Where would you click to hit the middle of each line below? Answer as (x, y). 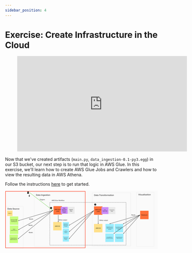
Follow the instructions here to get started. (47, 184)
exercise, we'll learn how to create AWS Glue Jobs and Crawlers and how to (81, 169)
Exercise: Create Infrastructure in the (81, 35)
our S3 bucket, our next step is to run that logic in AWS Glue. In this (72, 164)
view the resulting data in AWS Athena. (44, 174)
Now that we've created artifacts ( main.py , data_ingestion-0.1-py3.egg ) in (79, 159)
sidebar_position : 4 (26, 10)
